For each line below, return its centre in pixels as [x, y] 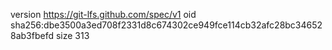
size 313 [72, 35]
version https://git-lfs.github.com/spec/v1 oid [103, 14]
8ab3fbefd [32, 35]
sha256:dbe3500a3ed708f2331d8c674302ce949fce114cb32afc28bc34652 [166, 25]
